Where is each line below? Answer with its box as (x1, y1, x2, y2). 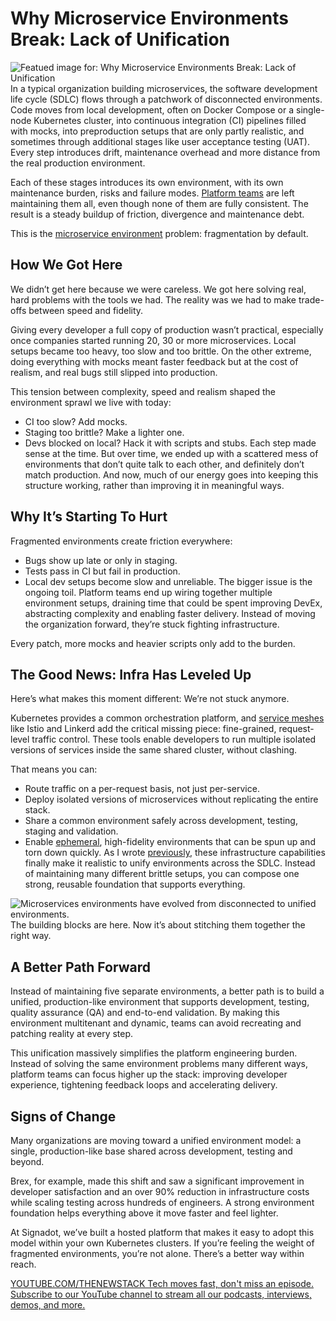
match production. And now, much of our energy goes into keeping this (24, 468, 319, 481)
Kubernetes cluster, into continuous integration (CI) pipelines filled (33, 114, 307, 126)
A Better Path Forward (10, 958, 151, 976)
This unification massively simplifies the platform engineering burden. (10, 1047, 298, 1059)
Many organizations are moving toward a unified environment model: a (10, 1135, 302, 1146)
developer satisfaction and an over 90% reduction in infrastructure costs (10, 1186, 310, 1197)
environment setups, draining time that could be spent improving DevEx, (24, 597, 323, 609)
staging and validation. (24, 825, 119, 837)
